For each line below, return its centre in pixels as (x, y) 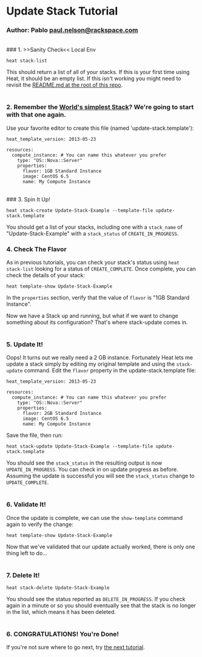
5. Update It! (25, 344)
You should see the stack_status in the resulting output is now (84, 463)
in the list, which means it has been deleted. (61, 612)
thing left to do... (27, 553)
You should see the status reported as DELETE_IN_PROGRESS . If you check (96, 599)
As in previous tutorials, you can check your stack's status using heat (93, 263)
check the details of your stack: (45, 275)
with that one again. (36, 115)
